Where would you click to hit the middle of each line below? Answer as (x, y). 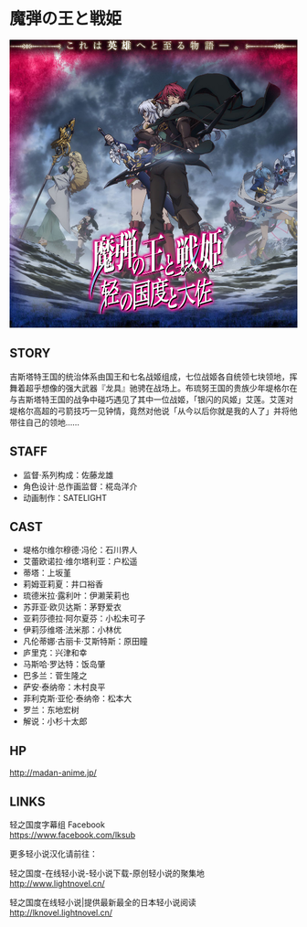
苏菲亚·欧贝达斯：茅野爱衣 (72, 607)
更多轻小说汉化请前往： (53, 854)
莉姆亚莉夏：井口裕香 (63, 584)
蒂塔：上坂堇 (47, 573)
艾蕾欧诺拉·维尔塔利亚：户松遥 (80, 561)
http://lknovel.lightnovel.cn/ (61, 912)
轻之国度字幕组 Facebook (57, 825)
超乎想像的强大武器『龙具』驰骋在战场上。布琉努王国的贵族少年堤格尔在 (161, 388)
